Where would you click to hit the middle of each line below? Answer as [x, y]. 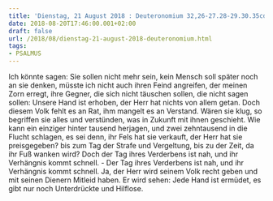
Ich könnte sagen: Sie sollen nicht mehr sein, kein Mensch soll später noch [133, 77]
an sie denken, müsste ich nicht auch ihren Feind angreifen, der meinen [128, 85]
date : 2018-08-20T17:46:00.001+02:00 [72, 24]
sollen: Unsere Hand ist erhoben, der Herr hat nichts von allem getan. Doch [134, 103]
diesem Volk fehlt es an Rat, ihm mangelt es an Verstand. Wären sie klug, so [135, 111]
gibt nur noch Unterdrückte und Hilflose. [76, 188]
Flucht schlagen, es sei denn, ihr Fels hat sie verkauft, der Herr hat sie [126, 137]
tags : [17, 46]
